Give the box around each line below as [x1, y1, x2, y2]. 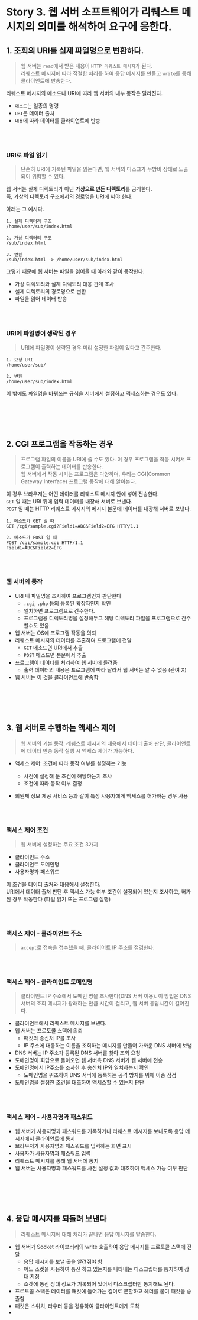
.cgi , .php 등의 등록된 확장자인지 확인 [23, 600, 111, 607]
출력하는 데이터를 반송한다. [41, 463, 103, 470]
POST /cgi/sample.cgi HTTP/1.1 [6, 540, 83, 546]
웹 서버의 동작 [6, 578, 43, 586]
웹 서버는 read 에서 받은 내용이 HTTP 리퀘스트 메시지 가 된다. [20, 63, 152, 69]
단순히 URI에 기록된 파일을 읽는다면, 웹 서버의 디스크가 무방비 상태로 [20, 166, 178, 173]
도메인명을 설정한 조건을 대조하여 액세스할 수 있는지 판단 [14, 1079, 145, 1086]
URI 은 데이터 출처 [14, 110, 55, 117]
